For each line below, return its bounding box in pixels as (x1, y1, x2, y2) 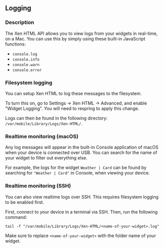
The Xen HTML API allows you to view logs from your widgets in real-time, (5, 30, 158, 36)
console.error (12, 67, 42, 72)
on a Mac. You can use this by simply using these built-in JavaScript (5, 35, 146, 41)
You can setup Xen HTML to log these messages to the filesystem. (5, 90, 142, 96)
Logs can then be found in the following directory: (5, 115, 108, 121)
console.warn (12, 62, 40, 67)
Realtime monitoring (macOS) (5, 132, 79, 139)
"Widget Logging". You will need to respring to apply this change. (5, 105, 140, 111)
